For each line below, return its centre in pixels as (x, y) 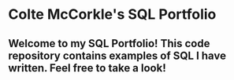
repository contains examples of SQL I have (117, 55)
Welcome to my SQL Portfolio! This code (109, 44)
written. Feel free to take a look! (87, 68)
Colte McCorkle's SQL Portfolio (112, 15)
